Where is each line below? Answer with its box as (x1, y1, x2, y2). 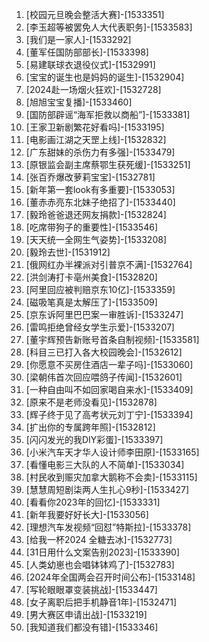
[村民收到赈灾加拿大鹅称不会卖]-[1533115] (25, 471, 198, 483)
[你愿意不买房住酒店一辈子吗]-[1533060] (25, 359, 194, 370)
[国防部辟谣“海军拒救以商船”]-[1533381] (25, 109, 191, 120)
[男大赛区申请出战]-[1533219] (25, 609, 148, 620)
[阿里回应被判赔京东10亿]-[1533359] (25, 284, 176, 295)
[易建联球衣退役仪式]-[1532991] (25, 59, 156, 70)
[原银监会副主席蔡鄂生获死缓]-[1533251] (25, 159, 191, 170)
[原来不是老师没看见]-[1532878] (25, 396, 158, 408)
